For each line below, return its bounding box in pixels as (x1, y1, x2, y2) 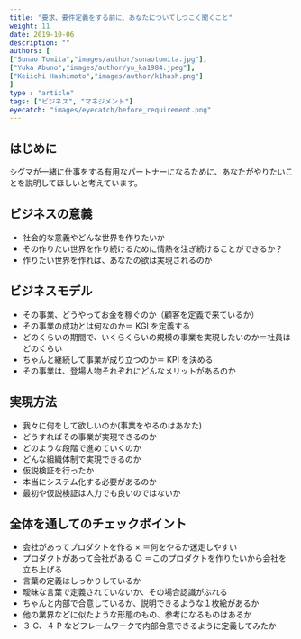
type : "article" (9, 88, 75, 97)
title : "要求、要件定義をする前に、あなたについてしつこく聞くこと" (9, 13, 233, 22)
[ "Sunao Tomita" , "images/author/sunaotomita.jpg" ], (9, 55, 207, 64)
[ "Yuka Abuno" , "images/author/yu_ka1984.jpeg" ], (9, 64, 196, 73)
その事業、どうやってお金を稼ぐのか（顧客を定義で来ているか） (22, 309, 260, 319)
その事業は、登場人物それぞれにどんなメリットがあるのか (22, 365, 236, 376)
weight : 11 (9, 22, 50, 31)
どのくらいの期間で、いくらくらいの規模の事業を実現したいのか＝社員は (22, 331, 291, 342)
